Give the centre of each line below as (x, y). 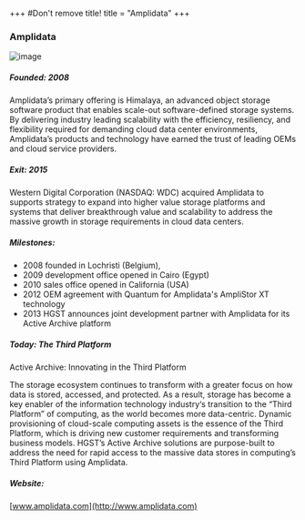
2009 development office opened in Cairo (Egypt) (116, 275)
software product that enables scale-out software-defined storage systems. (152, 110)
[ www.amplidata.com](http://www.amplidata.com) (103, 506)
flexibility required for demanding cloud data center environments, (133, 129)
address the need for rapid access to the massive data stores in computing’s (152, 453)
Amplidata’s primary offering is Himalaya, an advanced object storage (140, 100)
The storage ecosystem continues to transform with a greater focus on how (151, 385)
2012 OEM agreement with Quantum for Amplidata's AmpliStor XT (146, 294)
